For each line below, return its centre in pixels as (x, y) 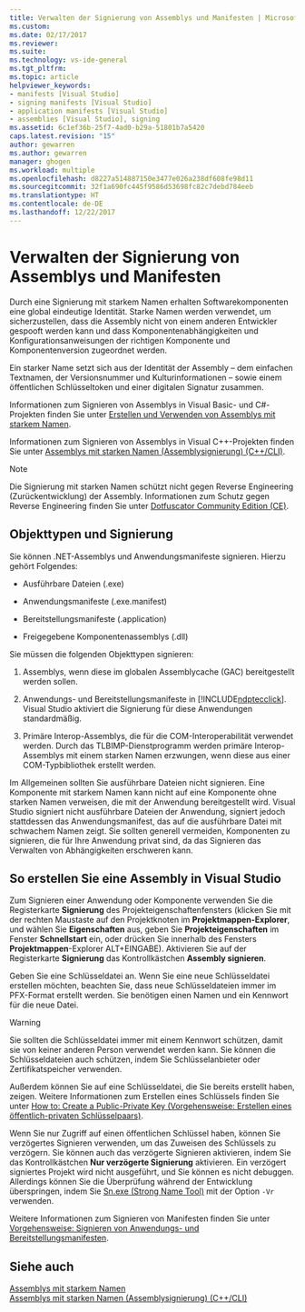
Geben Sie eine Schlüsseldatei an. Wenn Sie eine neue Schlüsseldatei (140, 976)
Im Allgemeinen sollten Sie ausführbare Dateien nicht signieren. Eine (137, 782)
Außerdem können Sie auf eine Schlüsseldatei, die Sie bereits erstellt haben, (152, 1087)
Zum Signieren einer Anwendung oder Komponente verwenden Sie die (142, 900)
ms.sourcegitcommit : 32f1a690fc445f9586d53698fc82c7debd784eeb (132, 187)
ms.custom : (30, 26)
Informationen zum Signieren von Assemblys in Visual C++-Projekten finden (152, 441)
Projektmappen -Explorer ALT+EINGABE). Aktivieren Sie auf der (128, 949)
